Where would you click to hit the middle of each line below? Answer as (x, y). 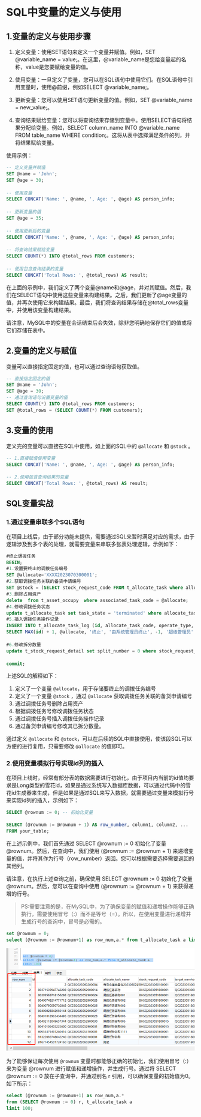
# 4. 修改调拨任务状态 (28, 607)
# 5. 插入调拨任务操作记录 (33, 619)
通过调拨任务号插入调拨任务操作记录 (60, 718)
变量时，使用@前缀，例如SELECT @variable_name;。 (86, 87)
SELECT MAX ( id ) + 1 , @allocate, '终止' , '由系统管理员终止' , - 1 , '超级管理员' (100, 632)
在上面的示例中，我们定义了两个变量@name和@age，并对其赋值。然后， (96, 287)
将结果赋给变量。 (36, 143)
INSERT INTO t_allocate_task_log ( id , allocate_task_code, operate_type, (100, 626)
